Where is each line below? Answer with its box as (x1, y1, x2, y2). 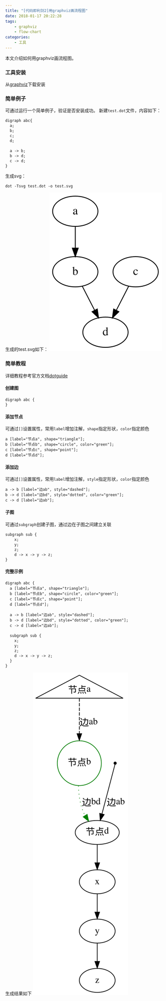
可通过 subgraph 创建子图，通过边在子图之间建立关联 (5, 521, 112, 527)
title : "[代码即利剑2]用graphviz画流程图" (5, 8, 88, 13)
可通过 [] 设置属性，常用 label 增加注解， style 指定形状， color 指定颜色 (5, 476, 149, 482)
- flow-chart (14, 29, 42, 35)
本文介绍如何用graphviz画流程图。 (5, 55, 76, 61)
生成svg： (5, 173, 26, 179)
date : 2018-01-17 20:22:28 (5, 13, 62, 19)
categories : (5, 35, 30, 40)
